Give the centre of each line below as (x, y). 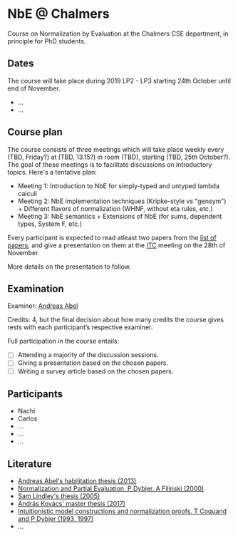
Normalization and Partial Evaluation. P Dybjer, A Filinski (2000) (111, 489)
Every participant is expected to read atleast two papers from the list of (112, 237)
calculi (27, 193)
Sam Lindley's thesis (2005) (59, 496)
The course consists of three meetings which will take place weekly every (116, 149)
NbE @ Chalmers (59, 14)
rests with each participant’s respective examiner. (80, 327)
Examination (36, 288)
